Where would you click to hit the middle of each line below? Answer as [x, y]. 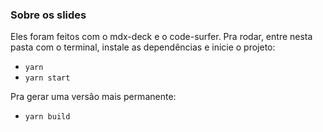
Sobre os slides [48, 15]
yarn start [47, 78]
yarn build [47, 117]
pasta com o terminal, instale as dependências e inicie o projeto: [143, 47]
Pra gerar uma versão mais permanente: [93, 97]
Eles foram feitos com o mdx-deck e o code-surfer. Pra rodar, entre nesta [161, 37]
